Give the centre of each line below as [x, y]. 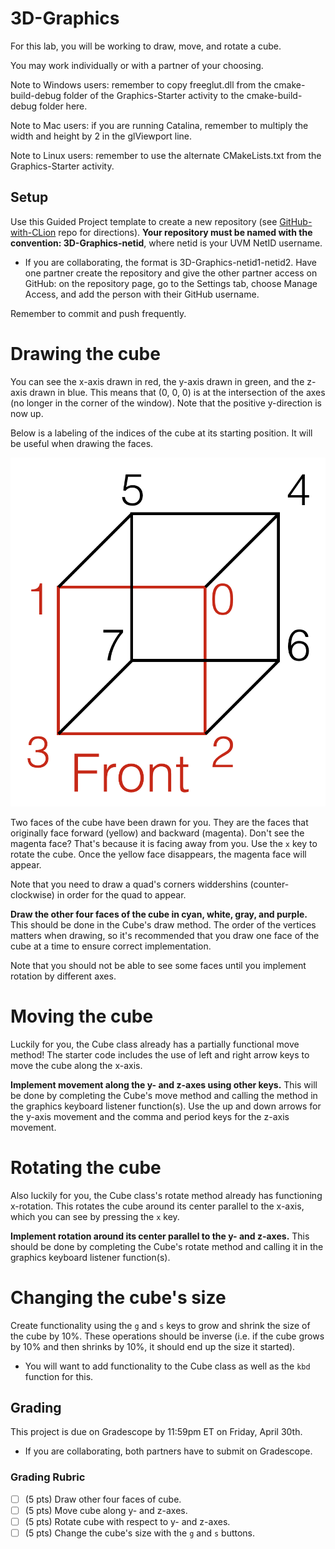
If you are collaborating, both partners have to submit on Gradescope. [168, 1451]
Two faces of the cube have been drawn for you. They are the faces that [159, 822]
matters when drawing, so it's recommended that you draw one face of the [165, 935]
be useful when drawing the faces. [82, 443]
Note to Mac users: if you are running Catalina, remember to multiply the [159, 125]
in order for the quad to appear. [121, 894]
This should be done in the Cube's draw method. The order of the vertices [163, 924]
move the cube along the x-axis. [76, 1065]
